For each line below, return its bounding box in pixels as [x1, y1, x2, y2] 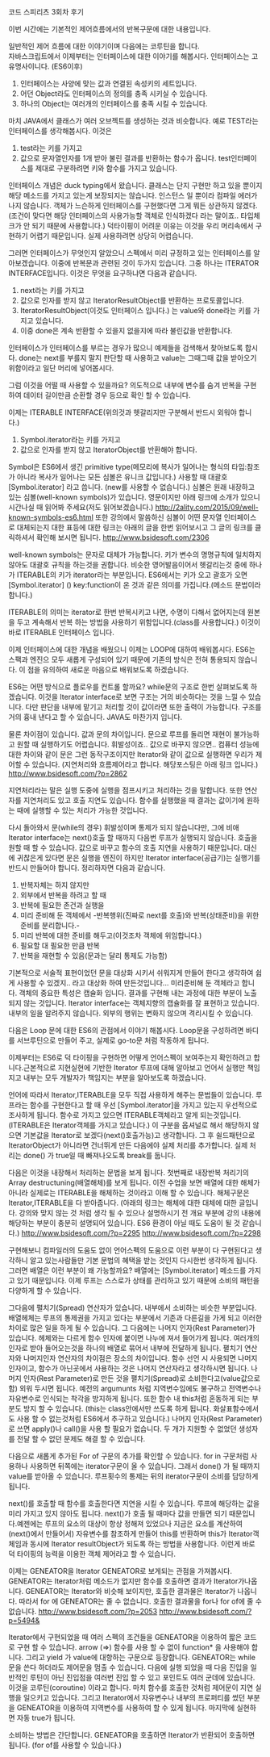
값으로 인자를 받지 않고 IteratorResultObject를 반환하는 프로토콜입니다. [19, 295, 244, 305]
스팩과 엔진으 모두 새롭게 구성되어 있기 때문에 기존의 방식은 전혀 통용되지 [8, 655, 236, 664]
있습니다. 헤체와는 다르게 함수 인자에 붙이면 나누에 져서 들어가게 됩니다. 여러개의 [8, 1333, 260, 1342]
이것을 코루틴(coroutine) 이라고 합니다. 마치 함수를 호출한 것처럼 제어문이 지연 [8, 1683, 254, 1692]
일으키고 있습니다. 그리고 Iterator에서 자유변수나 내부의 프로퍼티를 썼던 [23, 1693, 246, 1702]
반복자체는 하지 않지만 [19, 881, 90, 889]
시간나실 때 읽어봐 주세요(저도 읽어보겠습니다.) [8, 503, 154, 512]
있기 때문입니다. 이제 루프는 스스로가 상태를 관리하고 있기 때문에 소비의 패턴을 [16, 1276, 260, 1285]
